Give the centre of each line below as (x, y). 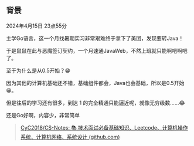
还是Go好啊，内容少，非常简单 (43, 115)
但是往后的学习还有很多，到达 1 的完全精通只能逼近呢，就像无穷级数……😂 (96, 103)
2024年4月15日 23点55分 (37, 26)
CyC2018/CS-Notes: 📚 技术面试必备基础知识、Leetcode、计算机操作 (104, 127)
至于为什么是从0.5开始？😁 (38, 70)
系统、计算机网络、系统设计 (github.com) (70, 137)
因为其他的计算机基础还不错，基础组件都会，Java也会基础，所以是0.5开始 (95, 83)
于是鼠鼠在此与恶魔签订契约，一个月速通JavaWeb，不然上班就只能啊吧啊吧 (97, 50)
